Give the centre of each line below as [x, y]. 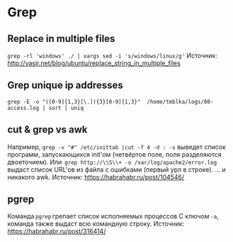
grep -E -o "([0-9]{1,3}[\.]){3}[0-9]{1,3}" [74, 101]
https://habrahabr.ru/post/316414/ [57, 231]
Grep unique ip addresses [66, 86]
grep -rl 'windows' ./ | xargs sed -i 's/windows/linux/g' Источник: [113, 55]
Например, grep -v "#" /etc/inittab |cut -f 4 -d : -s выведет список [117, 147]
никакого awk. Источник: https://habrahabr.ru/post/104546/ [96, 177]
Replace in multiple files [61, 39]
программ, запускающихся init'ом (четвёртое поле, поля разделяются [114, 154]
